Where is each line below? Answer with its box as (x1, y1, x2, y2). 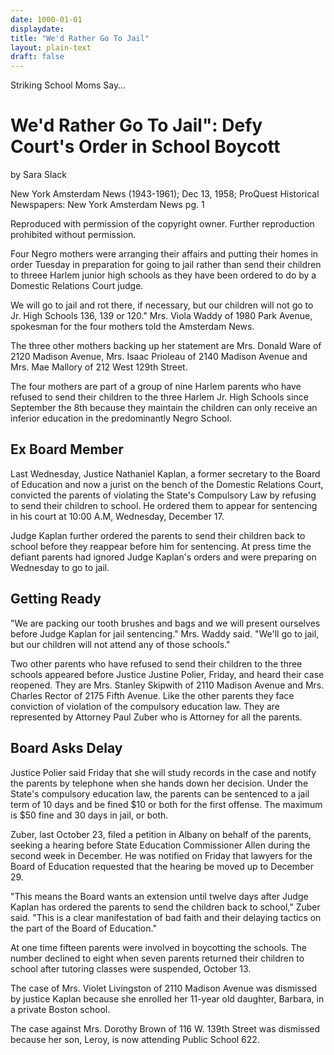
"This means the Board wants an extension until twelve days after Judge (10, 890, 309, 902)
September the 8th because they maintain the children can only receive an (10, 402, 318, 414)
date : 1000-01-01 (10, 14, 83, 25)
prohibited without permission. (10, 229, 137, 241)
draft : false (10, 52, 65, 62)
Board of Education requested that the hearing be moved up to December (10, 860, 314, 872)
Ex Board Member (10, 441, 124, 458)
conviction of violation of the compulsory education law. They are (10, 700, 281, 712)
